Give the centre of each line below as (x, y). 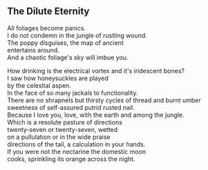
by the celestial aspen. (39, 85)
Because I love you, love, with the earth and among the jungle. (96, 115)
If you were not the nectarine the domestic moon (77, 151)
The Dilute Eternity (48, 11)
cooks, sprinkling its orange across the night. (71, 159)
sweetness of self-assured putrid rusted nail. (71, 107)
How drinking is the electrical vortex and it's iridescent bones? (96, 70)
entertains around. (34, 50)
